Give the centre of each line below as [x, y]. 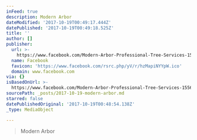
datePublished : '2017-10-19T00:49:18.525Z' [60, 28]
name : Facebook [30, 60]
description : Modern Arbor [39, 17]
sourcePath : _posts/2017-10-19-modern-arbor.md [65, 93]
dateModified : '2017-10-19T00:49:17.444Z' [59, 22]
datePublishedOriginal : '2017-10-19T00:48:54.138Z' [70, 104]
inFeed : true [22, 11]
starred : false [25, 98]
